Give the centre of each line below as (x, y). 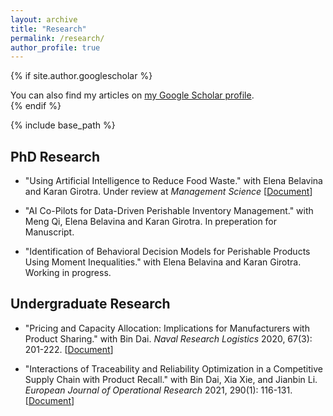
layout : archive (44, 19)
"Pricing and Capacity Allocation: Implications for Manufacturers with (167, 328)
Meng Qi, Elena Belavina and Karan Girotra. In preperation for (151, 222)
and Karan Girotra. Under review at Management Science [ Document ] (168, 192)
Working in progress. (68, 273)
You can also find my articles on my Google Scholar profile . (132, 95)
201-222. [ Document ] (69, 349)
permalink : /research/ (57, 38)
